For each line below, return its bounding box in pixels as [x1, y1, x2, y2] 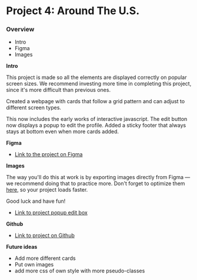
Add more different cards [14, 255, 76, 262]
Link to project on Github [14, 232, 75, 239]
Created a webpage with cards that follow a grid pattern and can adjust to [6, 98, 185, 105]
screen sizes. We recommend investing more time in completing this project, [6, 80, 192, 87]
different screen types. [6, 104, 62, 111]
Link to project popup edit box [14, 209, 88, 216]
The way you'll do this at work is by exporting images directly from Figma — [6, 174, 191, 181]
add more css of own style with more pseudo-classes [14, 267, 145, 275]
